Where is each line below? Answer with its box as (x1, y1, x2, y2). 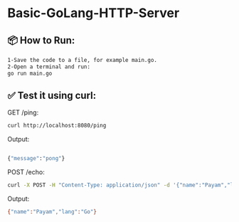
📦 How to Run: (7, 34, 75, 46)
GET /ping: (7, 108, 39, 117)
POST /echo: (7, 168, 45, 176)
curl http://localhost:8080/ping (7, 122, 107, 129)
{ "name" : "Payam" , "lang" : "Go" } (7, 208, 97, 216)
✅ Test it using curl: (7, 90, 97, 102)
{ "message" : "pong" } (7, 155, 65, 162)
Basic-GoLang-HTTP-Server (7, 5, 180, 21)
